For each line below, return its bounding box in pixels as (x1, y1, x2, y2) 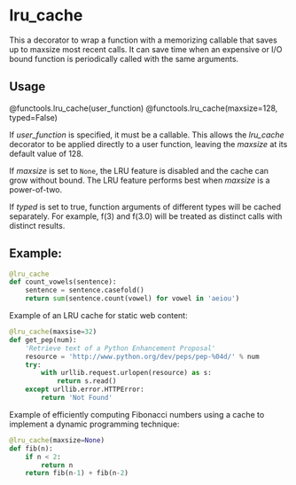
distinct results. (9, 220, 66, 231)
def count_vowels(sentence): (9, 278, 117, 286)
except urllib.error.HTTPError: (25, 385, 144, 395)
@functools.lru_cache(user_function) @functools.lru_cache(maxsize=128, (9, 103, 278, 113)
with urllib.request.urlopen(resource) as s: (41, 369, 213, 378)
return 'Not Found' (41, 394, 113, 403)
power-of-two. (9, 184, 63, 195)
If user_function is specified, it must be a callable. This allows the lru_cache (9, 129, 285, 140)
